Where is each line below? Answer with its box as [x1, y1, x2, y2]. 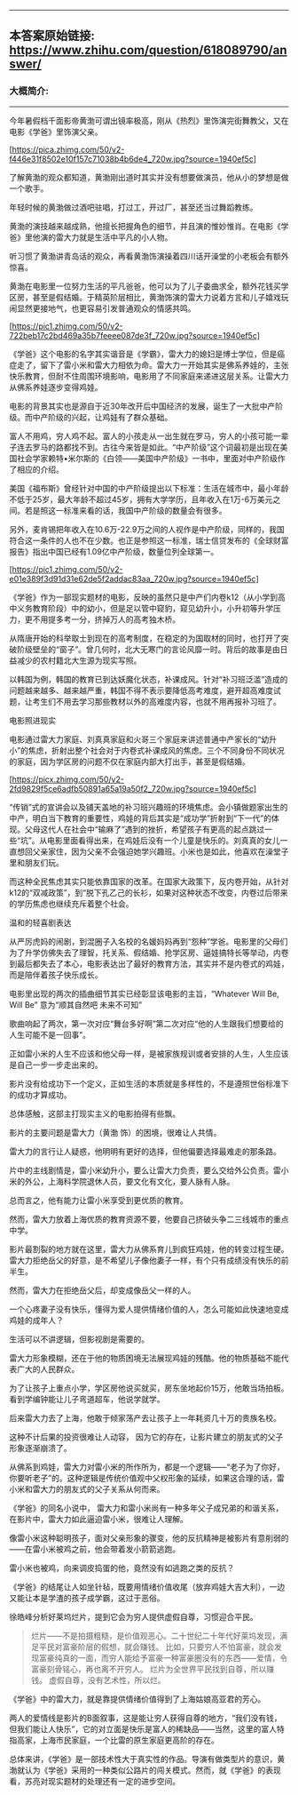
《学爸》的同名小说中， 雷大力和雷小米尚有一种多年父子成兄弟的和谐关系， [9, 1503, 284, 1513]
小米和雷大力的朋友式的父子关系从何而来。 [9, 1483, 165, 1494]
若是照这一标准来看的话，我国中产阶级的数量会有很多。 [24, 505, 227, 515]
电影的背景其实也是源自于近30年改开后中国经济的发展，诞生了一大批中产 [9, 401, 276, 411]
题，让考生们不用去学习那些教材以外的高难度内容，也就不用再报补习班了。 [9, 696, 281, 706]
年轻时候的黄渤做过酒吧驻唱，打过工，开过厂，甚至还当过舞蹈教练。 [9, 202, 258, 212]
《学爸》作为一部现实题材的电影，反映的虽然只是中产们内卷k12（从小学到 [9, 592, 278, 602]
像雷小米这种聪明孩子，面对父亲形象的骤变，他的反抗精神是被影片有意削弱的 [9, 1532, 289, 1543]
